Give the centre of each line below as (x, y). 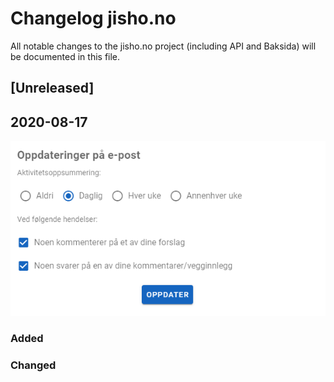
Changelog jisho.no (93, 18)
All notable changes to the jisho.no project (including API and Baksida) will (163, 46)
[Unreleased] (52, 88)
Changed (33, 365)
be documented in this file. (65, 56)
